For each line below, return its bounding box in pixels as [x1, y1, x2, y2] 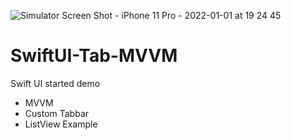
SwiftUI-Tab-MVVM [10, 45, 178, 67]
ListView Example [24, 118, 98, 130]
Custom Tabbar [24, 107, 90, 119]
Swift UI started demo [10, 77, 101, 89]
